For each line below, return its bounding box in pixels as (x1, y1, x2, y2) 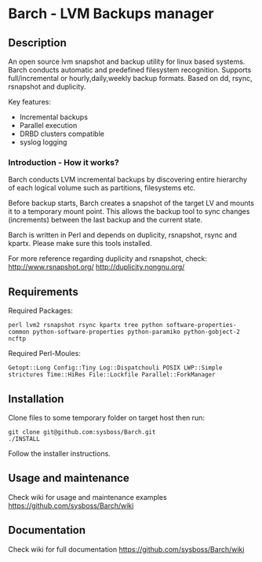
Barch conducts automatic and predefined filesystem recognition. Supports (8, 65, 252, 75)
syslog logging (19, 138, 67, 146)
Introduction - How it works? (8, 156, 119, 167)
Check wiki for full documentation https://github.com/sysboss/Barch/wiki (8, 544, 245, 554)
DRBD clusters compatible (19, 129, 104, 138)
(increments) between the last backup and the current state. (8, 215, 202, 225)
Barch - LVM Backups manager (8, 5, 214, 23)
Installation (8, 392, 64, 406)
